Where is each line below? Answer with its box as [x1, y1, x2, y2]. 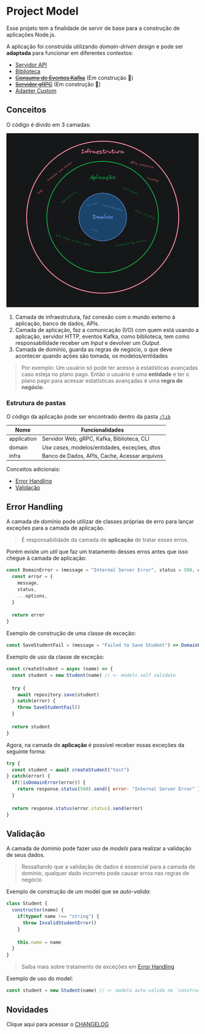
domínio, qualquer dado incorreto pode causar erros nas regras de [21, 870, 189, 877]
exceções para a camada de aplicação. [6, 524, 105, 532]
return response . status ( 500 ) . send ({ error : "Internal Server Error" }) [17, 786, 203, 792]
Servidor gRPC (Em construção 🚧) [15, 81, 101, 88]
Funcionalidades [81, 426, 124, 434]
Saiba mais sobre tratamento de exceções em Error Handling [21, 963, 175, 971]
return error [12, 612, 45, 618]
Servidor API [15, 61, 48, 68]
